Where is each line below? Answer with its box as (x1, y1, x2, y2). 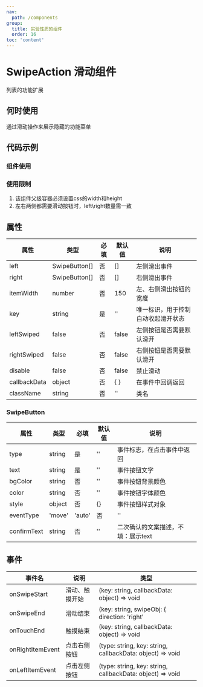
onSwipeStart (9, 590, 48, 598)
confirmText (9, 527, 43, 535)
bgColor (9, 477, 33, 486)
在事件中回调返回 (136, 378, 185, 387)
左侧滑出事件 (136, 262, 173, 270)
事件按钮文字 (117, 466, 154, 475)
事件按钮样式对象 (117, 500, 166, 509)
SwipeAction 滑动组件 (6, 65, 117, 79)
